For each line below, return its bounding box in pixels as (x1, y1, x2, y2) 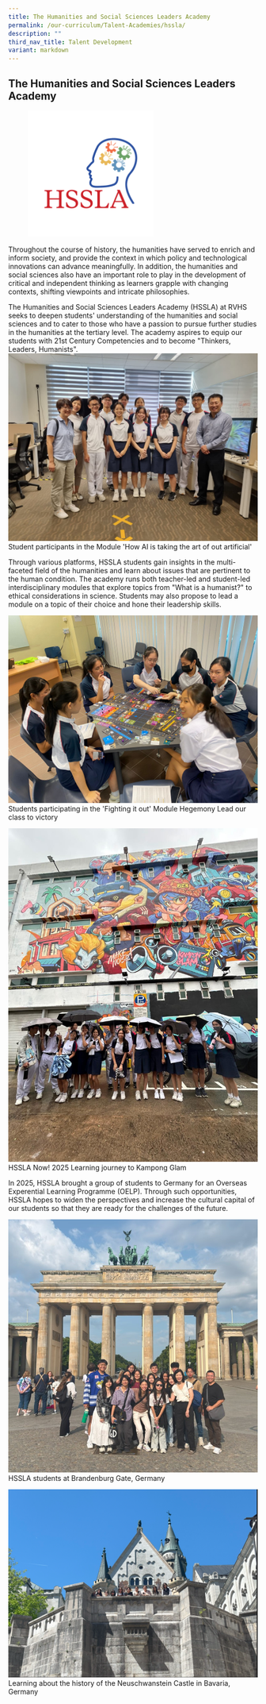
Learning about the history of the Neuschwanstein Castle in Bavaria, (8, 1678, 231, 1687)
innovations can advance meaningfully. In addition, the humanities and (8, 262, 238, 272)
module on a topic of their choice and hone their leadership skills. (8, 599, 222, 609)
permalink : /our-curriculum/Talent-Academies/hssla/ (8, 21, 186, 29)
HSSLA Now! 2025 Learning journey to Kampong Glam (8, 1163, 187, 1173)
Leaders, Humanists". (8, 345, 78, 354)
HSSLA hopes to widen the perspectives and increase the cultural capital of (8, 1195, 255, 1205)
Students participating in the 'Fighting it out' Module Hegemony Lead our (8, 804, 247, 814)
